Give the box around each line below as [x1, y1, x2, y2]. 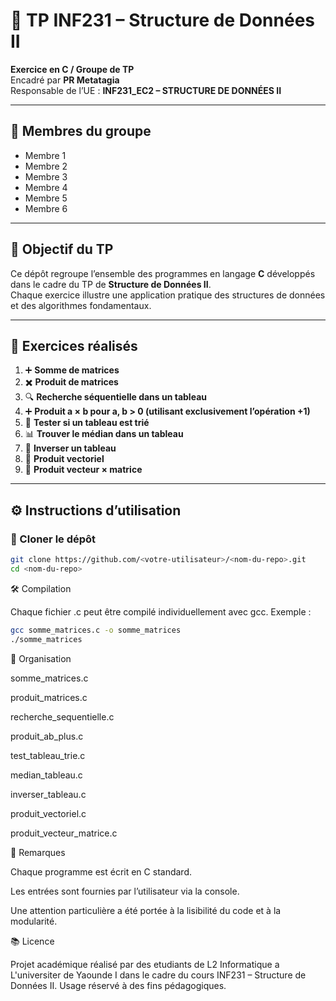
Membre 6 [24, 202, 68, 214]
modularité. [10, 915, 58, 927]
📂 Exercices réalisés [10, 337, 138, 354]
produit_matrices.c [10, 691, 88, 703]
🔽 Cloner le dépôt [10, 532, 97, 546]
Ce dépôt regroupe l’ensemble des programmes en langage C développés [10, 267, 316, 279]
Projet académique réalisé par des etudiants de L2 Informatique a [10, 958, 280, 970]
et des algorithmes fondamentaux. [10, 299, 152, 311]
